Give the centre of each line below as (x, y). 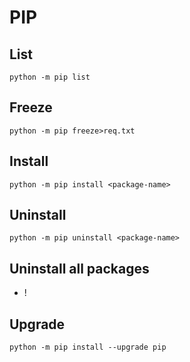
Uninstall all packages (79, 268)
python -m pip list (50, 77)
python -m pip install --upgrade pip (88, 347)
